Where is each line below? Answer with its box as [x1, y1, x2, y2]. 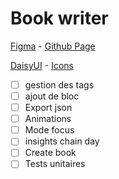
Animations [24, 113, 72, 125]
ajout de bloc [24, 90, 80, 102]
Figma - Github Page [10, 40, 96, 52]
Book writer [10, 7, 109, 30]
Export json [24, 102, 73, 114]
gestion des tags [24, 78, 95, 91]
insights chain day [24, 135, 100, 147]
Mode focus [24, 124, 75, 136]
